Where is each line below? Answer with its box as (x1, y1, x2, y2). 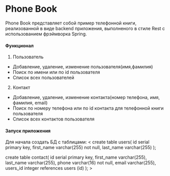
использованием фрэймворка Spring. (5, 31, 88, 37)
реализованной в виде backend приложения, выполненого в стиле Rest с (5, 25, 165, 31)
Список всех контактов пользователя (12, 116, 95, 122)
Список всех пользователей (12, 74, 75, 81)
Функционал (5, 42, 34, 48)
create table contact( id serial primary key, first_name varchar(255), (5, 154, 147, 161)
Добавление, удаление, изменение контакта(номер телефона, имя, (12, 94, 160, 100)
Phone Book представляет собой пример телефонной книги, (5, 20, 136, 26)
